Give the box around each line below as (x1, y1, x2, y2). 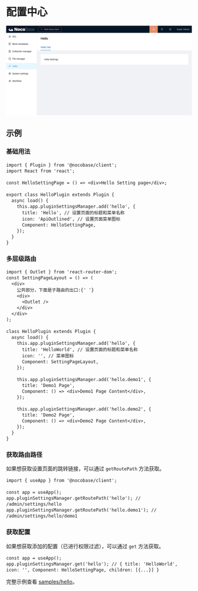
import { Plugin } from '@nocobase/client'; (6, 162, 117, 168)
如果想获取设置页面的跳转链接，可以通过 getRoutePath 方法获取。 (6, 465, 165, 472)
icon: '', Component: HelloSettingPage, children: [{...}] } (6, 567, 160, 573)
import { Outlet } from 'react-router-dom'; (6, 269, 117, 275)
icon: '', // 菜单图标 (21, 353, 74, 359)
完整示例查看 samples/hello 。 (6, 578, 78, 585)
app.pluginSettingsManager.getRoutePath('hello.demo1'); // (6, 507, 157, 514)
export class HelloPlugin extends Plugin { (6, 192, 115, 198)
